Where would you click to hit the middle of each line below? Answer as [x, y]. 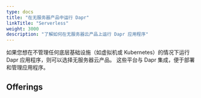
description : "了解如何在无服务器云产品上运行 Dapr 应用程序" [78, 34]
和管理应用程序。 [27, 68]
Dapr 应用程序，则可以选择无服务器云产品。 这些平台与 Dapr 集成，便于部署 [101, 60]
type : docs [20, 12]
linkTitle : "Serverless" [37, 23]
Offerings [25, 87]
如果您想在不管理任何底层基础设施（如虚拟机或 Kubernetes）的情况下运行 [98, 53]
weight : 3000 [23, 29]
